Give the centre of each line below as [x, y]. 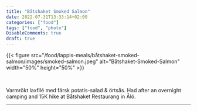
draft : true [21, 39]
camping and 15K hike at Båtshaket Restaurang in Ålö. [71, 96]
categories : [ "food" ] [33, 22]
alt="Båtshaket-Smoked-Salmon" [140, 61]
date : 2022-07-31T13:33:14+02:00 [47, 17]
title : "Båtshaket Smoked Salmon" [48, 11]
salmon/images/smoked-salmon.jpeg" [52, 61]
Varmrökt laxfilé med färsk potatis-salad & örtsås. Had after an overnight [94, 90]
